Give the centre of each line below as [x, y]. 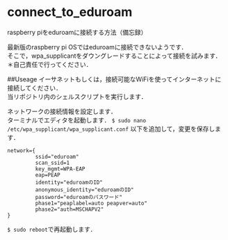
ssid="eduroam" [57, 157]
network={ [22, 150]
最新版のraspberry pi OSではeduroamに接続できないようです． [97, 47]
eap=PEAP [48, 175]
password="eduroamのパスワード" [79, 197]
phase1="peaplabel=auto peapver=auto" [91, 203]
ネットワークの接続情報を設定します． [62, 111]
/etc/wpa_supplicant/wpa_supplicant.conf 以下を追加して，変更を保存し [111, 129]
